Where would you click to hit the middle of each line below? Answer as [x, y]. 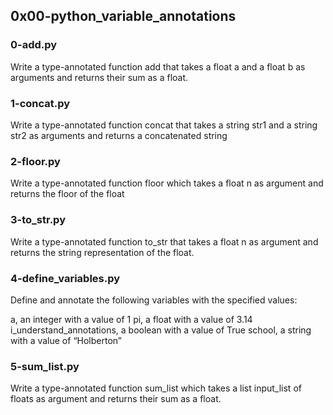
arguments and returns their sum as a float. [99, 77]
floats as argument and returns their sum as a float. [116, 399]
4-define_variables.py [65, 278]
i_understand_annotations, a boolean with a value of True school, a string [161, 330]
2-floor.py [35, 161]
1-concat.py [40, 103]
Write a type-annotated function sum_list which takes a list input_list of [156, 388]
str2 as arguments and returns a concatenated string [119, 135]
